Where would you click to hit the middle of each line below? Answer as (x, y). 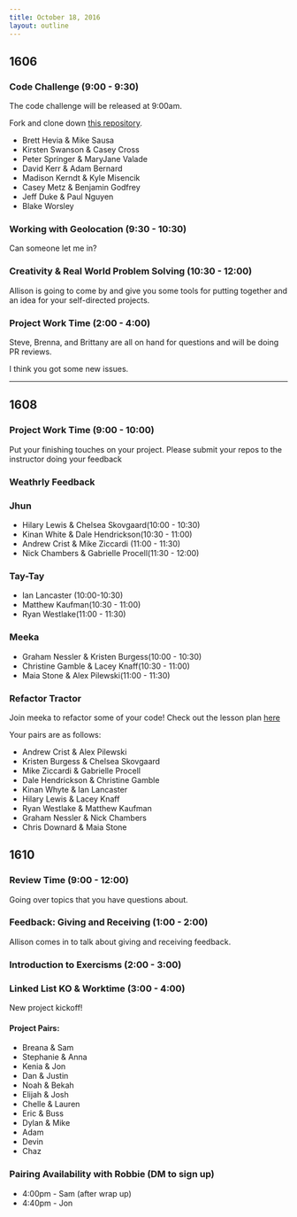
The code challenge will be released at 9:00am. (96, 106)
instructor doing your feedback (65, 459)
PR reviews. (30, 352)
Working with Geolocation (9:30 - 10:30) (98, 229)
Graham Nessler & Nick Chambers (84, 818)
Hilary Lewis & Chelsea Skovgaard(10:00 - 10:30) (111, 524)
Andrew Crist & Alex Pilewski (74, 752)
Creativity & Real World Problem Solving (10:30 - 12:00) (131, 271)
